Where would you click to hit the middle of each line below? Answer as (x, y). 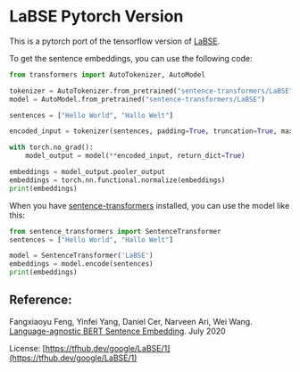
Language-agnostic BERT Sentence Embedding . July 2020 (117, 331)
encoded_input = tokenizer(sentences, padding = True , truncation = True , (143, 131)
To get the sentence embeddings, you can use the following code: (131, 58)
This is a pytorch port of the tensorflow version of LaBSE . (115, 41)
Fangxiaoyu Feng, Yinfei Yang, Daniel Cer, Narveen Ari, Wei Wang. (131, 321)
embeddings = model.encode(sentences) (81, 264)
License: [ (28, 348)
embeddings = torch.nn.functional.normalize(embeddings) (117, 180)
